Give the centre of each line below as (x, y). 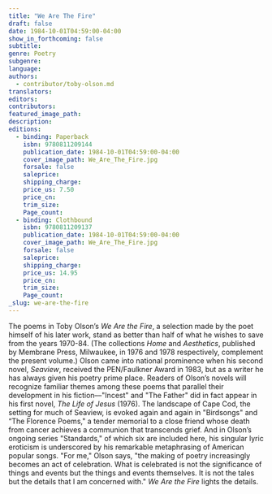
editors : (23, 99)
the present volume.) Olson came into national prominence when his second (136, 360)
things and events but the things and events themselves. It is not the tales (132, 473)
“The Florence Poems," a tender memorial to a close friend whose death (129, 421)
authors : (23, 76)
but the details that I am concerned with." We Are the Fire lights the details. (134, 481)
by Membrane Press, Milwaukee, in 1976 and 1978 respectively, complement (136, 352)
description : (30, 122)
